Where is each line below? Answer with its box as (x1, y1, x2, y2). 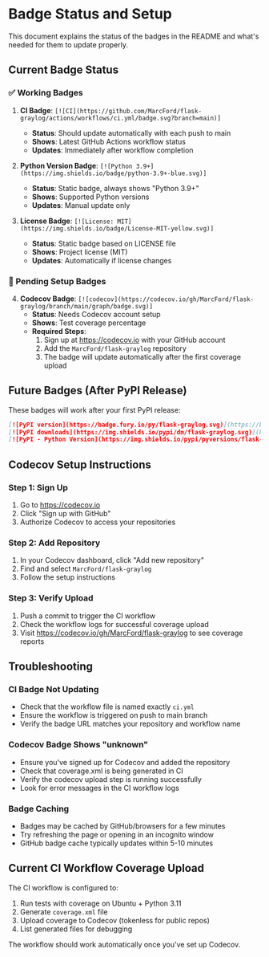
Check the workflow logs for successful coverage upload (19, 619, 210, 629)
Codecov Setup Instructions (8, 458, 152, 471)
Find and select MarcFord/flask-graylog (19, 564, 152, 574)
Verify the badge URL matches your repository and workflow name (19, 719, 241, 729)
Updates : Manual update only (31, 200, 130, 210)
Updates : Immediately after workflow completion (31, 145, 194, 155)
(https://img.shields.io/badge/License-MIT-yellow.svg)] (19, 224, 215, 233)
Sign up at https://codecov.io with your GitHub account (43, 335, 226, 344)
